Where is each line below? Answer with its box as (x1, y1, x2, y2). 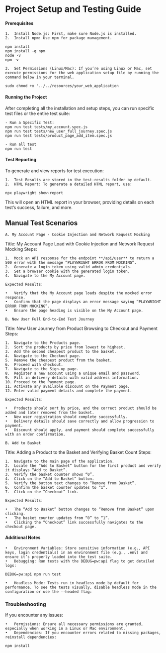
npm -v (5, 57, 19, 63)
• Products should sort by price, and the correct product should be (5, 406, 157, 411)
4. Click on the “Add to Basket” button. (5, 476, 94, 481)
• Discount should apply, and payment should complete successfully (5, 427, 155, 433)
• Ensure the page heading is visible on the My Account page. (5, 308, 143, 313)
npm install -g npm (5, 49, 46, 54)
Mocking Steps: (5, 246, 37, 252)
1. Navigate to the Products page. (5, 340, 81, 345)
